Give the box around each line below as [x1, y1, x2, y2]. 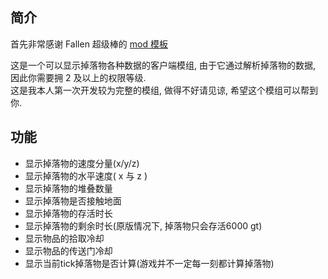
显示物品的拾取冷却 [24, 232, 105, 244]
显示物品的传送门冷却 [24, 244, 113, 257]
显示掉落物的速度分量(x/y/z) [24, 157, 140, 169]
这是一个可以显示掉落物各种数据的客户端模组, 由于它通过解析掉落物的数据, [10, 59, 317, 71]
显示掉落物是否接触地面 [24, 194, 122, 207]
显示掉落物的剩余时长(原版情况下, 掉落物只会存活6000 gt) [24, 219, 263, 232]
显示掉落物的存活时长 [24, 207, 113, 219]
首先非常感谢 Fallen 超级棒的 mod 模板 [10, 38, 168, 50]
